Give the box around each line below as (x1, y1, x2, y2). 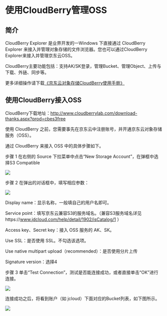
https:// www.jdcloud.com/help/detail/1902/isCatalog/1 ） (5, 216, 122, 222)
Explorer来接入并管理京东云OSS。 (5, 53, 75, 58)
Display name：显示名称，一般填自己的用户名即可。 (5, 199, 112, 205)
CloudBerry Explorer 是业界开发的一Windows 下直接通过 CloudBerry (5, 40, 146, 46)
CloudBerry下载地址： (5, 110, 51, 116)
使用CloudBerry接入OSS (5, 96, 82, 105)
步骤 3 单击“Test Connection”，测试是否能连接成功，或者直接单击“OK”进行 (5, 269, 159, 275)
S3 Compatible (9, 159, 40, 165)
